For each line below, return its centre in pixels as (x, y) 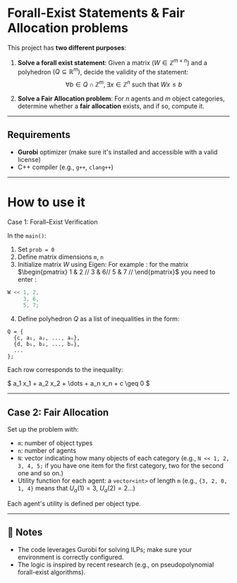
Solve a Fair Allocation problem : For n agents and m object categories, (121, 98)
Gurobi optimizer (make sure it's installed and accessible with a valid (117, 152)
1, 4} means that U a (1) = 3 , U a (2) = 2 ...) (76, 489)
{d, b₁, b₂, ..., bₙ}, (47, 345)
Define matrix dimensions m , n (60, 257)
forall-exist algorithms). (51, 572)
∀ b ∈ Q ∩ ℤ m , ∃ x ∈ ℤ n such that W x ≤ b (124, 84)
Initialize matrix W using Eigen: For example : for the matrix (103, 264)
